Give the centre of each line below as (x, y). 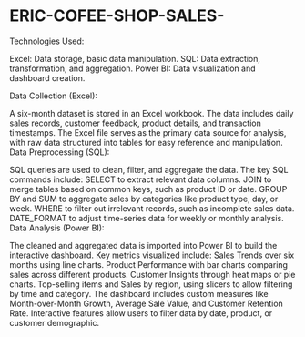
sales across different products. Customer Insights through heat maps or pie (152, 274)
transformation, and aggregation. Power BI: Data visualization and (133, 68)
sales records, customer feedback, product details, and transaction (135, 123)
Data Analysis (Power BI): (57, 228)
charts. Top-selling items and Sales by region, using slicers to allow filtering (151, 284)
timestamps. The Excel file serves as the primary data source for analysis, (148, 132)
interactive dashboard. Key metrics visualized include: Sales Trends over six (152, 255)
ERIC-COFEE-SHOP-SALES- (117, 16)
